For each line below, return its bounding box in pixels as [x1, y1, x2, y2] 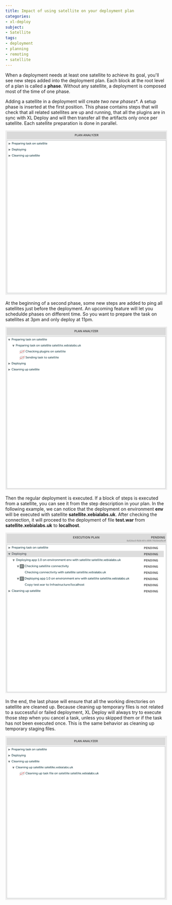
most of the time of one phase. [5, 88, 70, 95]
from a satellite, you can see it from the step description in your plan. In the [5, 501, 164, 507]
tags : [5, 35, 17, 41]
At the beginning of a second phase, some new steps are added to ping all [5, 300, 163, 306]
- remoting [5, 51, 29, 57]
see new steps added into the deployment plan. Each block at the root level [5, 77, 164, 83]
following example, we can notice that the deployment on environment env [5, 506, 164, 512]
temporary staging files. [5, 725, 56, 732]
